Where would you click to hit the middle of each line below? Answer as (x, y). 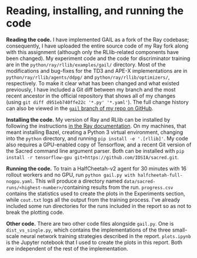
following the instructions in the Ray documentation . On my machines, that (96, 126)
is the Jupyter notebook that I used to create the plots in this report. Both (94, 242)
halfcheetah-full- (160, 175)
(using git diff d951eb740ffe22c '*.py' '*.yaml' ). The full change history (98, 102)
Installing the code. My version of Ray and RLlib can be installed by (88, 119)
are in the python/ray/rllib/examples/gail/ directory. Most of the (86, 64)
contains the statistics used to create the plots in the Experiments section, (96, 193)
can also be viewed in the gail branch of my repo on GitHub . (80, 108)
